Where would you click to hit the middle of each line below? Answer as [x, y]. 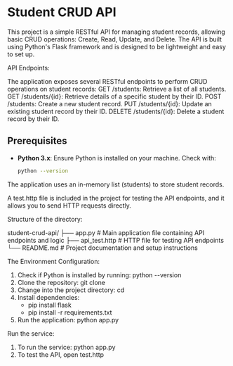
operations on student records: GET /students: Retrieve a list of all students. [117, 89]
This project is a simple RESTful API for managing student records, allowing [116, 32]
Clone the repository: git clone [61, 282]
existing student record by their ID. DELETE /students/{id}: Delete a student [116, 111]
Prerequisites [37, 141]
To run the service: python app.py [66, 347]
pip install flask [49, 305]
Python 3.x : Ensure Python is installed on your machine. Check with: [116, 158]
